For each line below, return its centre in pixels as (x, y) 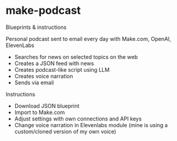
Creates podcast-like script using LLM (62, 69)
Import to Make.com (40, 112)
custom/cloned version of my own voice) (65, 131)
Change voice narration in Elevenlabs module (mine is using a (91, 125)
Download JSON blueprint (47, 105)
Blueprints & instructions (36, 27)
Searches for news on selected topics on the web (76, 57)
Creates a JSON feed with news (54, 63)
